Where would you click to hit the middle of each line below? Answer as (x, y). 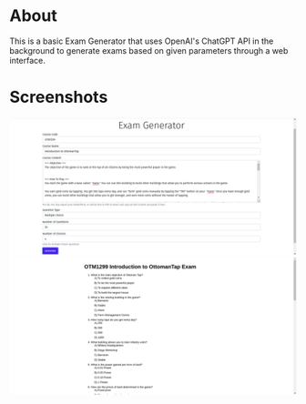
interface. (27, 60)
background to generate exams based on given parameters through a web (149, 50)
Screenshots (59, 97)
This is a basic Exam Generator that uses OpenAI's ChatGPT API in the (142, 41)
